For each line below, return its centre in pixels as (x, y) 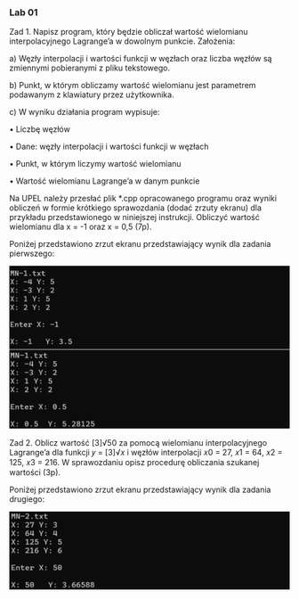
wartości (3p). (35, 472)
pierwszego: (32, 254)
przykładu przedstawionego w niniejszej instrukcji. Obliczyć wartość (134, 217)
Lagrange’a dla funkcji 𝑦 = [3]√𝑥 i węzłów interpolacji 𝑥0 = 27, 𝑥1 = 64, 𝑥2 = (146, 453)
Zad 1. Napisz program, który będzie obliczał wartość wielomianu (129, 32)
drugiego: (27, 499)
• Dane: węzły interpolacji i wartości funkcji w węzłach (109, 147)
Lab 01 (24, 12)
